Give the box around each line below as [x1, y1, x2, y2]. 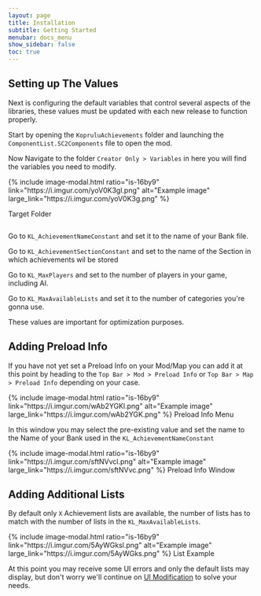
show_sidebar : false [8, 41, 76, 49]
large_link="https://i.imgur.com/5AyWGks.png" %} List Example [8, 549, 215, 558]
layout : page [8, 11, 51, 20]
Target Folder [8, 209, 52, 219]
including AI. [8, 278, 49, 288]
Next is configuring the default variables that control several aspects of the [8, 97, 251, 107]
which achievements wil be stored [8, 255, 119, 264]
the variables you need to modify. [8, 162, 116, 171]
